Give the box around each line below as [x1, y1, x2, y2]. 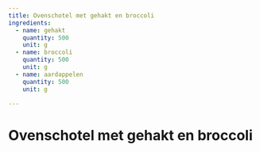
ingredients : [8, 19, 52, 27]
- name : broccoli [15, 48, 73, 56]
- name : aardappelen [15, 70, 83, 78]
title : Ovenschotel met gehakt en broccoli [8, 11, 155, 20]
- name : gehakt [15, 26, 66, 34]
